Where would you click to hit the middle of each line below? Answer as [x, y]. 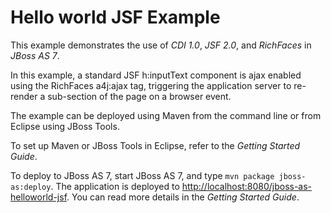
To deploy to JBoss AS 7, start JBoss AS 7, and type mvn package [142, 175]
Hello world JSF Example [115, 17]
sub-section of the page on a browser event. [139, 96]
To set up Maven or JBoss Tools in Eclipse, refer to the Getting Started [155, 145]
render [24, 96]
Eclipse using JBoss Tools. [65, 126]
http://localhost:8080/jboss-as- [247, 186]
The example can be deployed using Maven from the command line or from [166, 115]
